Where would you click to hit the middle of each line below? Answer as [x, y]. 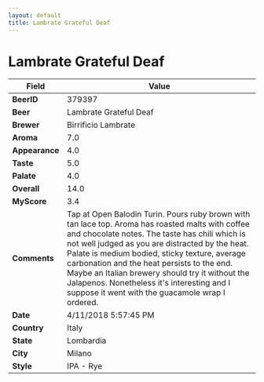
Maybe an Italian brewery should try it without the [158, 273]
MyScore [29, 202]
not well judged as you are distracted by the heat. [158, 244]
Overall [26, 189]
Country [28, 328]
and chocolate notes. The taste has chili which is [156, 234]
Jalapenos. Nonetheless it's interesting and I [148, 283]
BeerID [25, 100]
